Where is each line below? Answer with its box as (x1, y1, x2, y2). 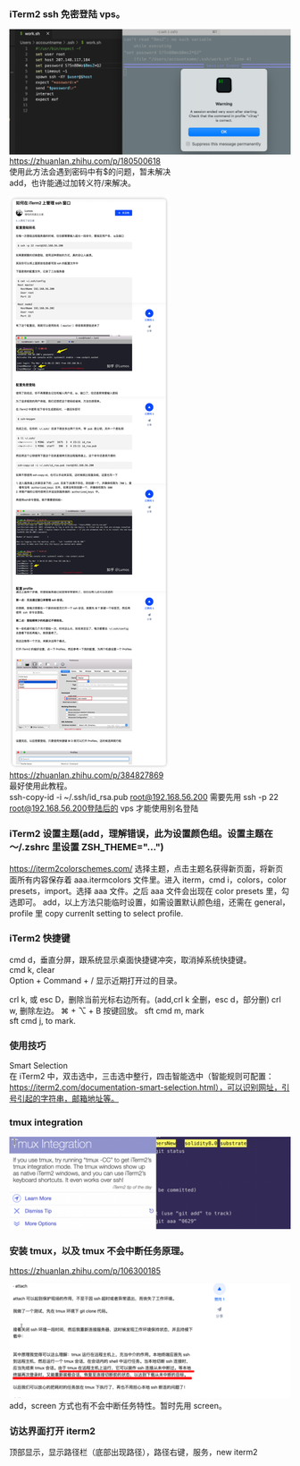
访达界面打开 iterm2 (9, 1425, 96, 1437)
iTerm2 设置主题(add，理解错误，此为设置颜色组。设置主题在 (9, 828, 274, 840)
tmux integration (9, 1116, 83, 1129)
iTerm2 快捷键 (9, 933, 71, 945)
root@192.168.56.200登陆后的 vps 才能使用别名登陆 (9, 803, 199, 814)
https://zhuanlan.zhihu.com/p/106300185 (9, 1266, 161, 1276)
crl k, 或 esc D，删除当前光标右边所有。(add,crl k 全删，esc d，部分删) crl (9, 993, 281, 1004)
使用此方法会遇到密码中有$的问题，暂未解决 (9, 166, 171, 177)
